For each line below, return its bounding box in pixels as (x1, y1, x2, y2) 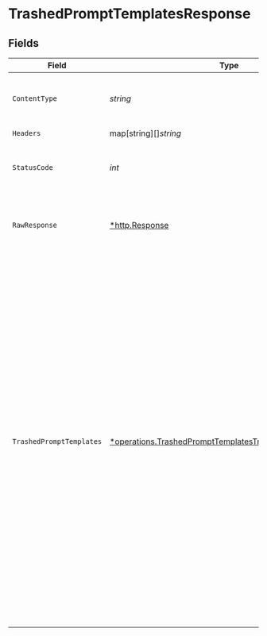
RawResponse (12, 221, 58, 229)
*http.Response (110, 220, 169, 230)
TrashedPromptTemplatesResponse (8, 5, 251, 23)
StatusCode (12, 164, 53, 172)
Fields (8, 37, 40, 50)
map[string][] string (110, 128, 181, 139)
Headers (12, 129, 41, 137)
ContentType (12, 94, 58, 103)
